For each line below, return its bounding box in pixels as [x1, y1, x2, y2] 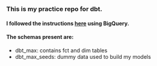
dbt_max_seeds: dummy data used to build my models [15, 53, 152, 60]
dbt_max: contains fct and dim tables [15, 47, 108, 54]
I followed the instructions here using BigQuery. [6, 20, 129, 27]
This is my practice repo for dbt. [6, 5, 102, 13]
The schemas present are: [6, 34, 74, 41]
